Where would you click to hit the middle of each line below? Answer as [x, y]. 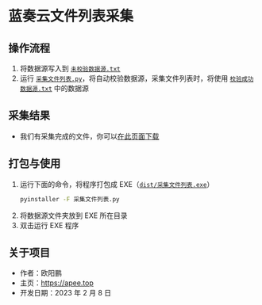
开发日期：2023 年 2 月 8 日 [65, 293]
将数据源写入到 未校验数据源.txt [70, 69]
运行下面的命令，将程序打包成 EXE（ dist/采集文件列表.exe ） [117, 184]
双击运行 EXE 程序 [49, 225]
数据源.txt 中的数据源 [54, 88]
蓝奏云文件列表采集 [71, 16]
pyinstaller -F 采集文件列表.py [70, 199]
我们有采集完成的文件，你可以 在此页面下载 [89, 136]
